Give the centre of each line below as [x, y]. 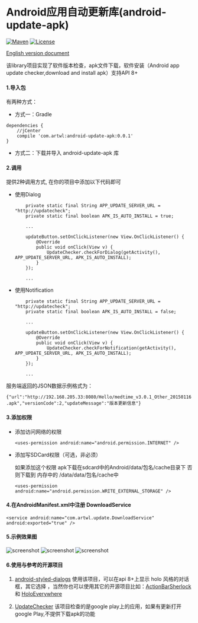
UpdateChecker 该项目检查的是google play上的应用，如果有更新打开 [98, 606]
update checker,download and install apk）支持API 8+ [72, 72]
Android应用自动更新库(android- [86, 12]
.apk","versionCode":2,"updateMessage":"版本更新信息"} [74, 403]
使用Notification [34, 290]
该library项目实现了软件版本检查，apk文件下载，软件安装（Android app [93, 65]
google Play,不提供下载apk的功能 [55, 614]
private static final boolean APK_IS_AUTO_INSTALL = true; [100, 216]
